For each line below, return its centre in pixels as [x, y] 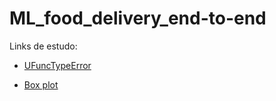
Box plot [41, 84]
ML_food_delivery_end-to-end [138, 18]
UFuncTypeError [57, 65]
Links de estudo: [43, 46]
